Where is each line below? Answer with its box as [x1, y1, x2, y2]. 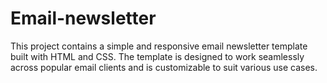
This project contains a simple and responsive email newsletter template [10, 40, 308, 52]
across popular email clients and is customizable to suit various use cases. [10, 61, 318, 73]
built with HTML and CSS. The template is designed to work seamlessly [10, 50, 305, 62]
